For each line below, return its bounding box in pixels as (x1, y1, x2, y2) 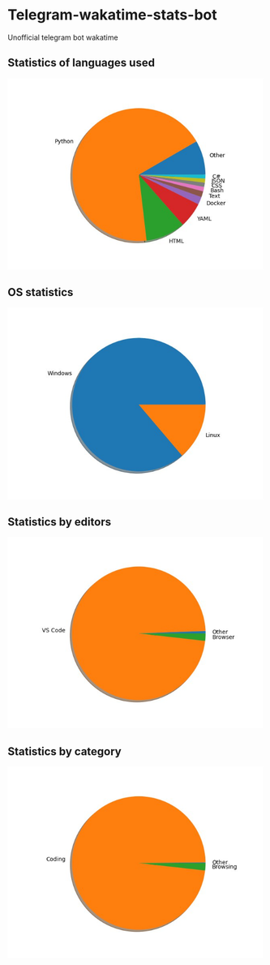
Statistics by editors (7, 515, 111, 529)
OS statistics (7, 285, 74, 299)
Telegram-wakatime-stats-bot (7, 6, 217, 24)
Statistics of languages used (7, 56, 156, 70)
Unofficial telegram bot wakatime (7, 32, 118, 42)
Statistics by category (7, 744, 122, 758)
